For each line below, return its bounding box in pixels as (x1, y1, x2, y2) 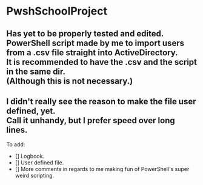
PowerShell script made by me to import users (6, 38, 185, 48)
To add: (6, 141, 25, 148)
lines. (6, 124, 28, 135)
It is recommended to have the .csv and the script (6, 56, 198, 67)
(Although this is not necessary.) (6, 76, 133, 86)
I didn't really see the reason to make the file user (6, 96, 196, 107)
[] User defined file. (15, 159, 64, 166)
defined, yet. (6, 106, 56, 116)
